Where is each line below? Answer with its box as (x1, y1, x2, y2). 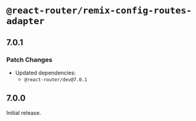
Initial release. (6, 109, 41, 116)
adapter (6, 16, 45, 27)
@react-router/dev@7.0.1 (24, 76, 88, 83)
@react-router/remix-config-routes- (6, 5, 192, 16)
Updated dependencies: (15, 69, 76, 76)
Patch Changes (6, 55, 53, 64)
